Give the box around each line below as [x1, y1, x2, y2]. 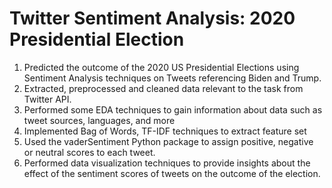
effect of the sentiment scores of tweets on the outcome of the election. [23, 167, 321, 179]
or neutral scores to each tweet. [23, 146, 156, 158]
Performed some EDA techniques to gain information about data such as [23, 103, 323, 116]
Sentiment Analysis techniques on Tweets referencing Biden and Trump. [23, 72, 322, 84]
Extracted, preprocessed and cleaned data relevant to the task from [23, 82, 304, 94]
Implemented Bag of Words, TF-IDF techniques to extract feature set [23, 125, 307, 137]
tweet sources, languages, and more [23, 114, 176, 126]
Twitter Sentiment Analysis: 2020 [9, 7, 296, 30]
